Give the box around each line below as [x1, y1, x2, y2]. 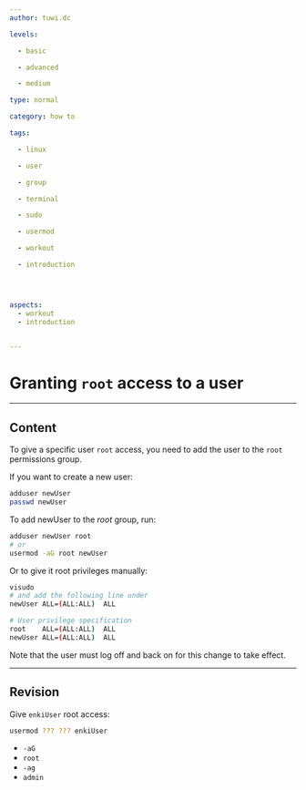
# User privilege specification [9, 616, 132, 625]
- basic [17, 46, 47, 56]
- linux [17, 145, 47, 154]
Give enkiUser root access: [9, 708, 110, 720]
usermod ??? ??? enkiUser [9, 726, 107, 735]
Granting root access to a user [9, 373, 244, 393]
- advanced [17, 63, 59, 72]
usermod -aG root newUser [9, 549, 107, 558]
